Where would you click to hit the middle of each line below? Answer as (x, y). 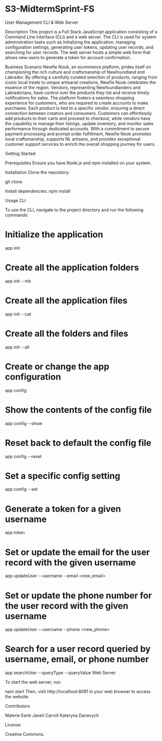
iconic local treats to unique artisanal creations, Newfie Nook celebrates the (81, 82)
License (13, 725)
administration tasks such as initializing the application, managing (70, 42)
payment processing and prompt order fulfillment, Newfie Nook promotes (78, 134)
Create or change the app (57, 366)
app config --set (21, 489)
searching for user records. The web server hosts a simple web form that (78, 52)
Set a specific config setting (63, 476)
